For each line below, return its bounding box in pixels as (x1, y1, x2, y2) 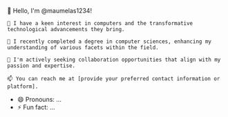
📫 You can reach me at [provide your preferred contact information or (7, 75, 220, 82)
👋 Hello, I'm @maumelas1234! (7, 7, 92, 15)
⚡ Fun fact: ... (17, 103, 55, 111)
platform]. (7, 83, 39, 90)
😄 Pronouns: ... (17, 96, 62, 103)
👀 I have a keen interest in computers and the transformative (7, 20, 193, 27)
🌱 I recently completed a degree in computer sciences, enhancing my (7, 38, 212, 45)
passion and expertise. (7, 62, 76, 69)
